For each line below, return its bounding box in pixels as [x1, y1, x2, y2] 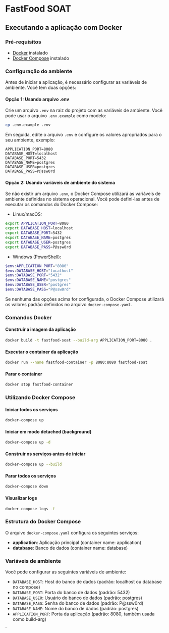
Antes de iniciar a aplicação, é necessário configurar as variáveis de [5, 79, 147, 85]
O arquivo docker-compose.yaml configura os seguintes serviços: [5, 529, 139, 535]
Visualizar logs [5, 495, 37, 501]
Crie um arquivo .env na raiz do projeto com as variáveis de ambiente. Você [5, 107, 163, 114]
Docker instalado [12, 50, 48, 56]
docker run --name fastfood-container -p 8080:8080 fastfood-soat [5, 360, 148, 365]
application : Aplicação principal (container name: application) [12, 539, 142, 546]
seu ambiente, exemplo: [5, 137, 55, 143]
